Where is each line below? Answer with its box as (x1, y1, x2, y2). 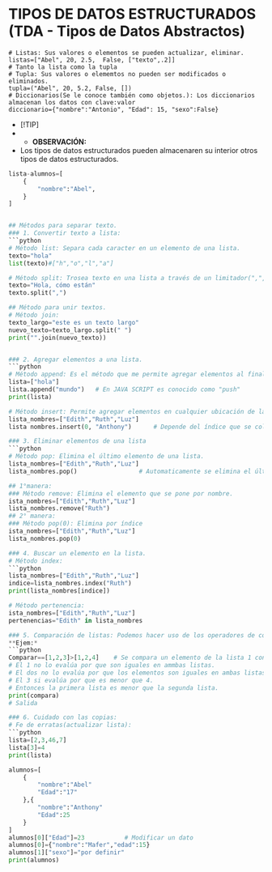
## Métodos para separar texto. (8, 222, 117, 230)
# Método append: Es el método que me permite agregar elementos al (8, 370, 244, 379)
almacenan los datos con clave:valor (8, 98, 136, 106)
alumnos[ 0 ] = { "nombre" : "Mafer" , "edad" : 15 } (8, 841, 151, 849)
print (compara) (8, 691, 60, 700)
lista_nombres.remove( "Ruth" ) (8, 504, 111, 513)
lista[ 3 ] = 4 (8, 743, 45, 751)
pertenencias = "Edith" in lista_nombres (8, 616, 143, 624)
